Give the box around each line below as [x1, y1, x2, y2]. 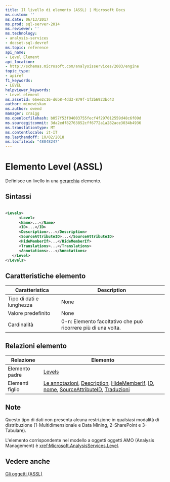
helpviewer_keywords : [5, 87, 51, 93]
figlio [8, 386, 20, 393]
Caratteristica [15, 287, 49, 294]
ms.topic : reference [5, 45, 49, 50]
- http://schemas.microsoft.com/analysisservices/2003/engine [5, 64, 139, 69]
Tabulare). [5, 427, 27, 433]
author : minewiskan [5, 102, 47, 107]
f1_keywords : [5, 78, 33, 83]
